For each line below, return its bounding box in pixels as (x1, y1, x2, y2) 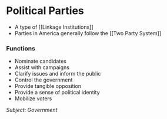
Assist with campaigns (14, 64, 69, 71)
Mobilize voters (14, 95, 52, 102)
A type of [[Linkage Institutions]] (14, 23, 93, 30)
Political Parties (6, 4, 84, 18)
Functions (6, 44, 35, 52)
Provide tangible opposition (14, 83, 81, 90)
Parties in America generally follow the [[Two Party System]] (14, 29, 162, 36)
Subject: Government (6, 107, 58, 114)
